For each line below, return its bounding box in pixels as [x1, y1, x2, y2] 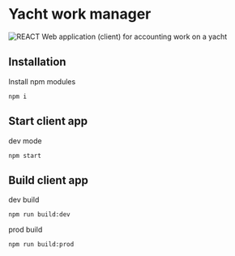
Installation [8, 55, 66, 69]
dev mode [8, 135, 42, 146]
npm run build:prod [8, 241, 75, 249]
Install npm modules [8, 76, 76, 86]
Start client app [8, 114, 88, 128]
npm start [8, 151, 42, 160]
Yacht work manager [8, 5, 152, 23]
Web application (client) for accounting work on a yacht [41, 32, 228, 41]
